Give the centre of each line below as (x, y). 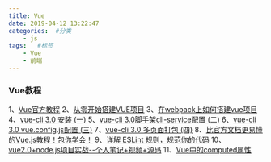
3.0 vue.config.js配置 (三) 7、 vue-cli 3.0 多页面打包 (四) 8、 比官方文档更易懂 (135, 130)
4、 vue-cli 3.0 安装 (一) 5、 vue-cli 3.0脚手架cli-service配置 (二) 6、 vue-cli (132, 120)
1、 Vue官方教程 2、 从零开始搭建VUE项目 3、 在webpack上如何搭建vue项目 (133, 110)
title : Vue (27, 16)
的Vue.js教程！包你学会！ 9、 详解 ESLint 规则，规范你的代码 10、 (117, 140)
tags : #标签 (31, 46)
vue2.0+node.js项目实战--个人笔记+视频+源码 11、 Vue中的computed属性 (130, 150)
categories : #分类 (40, 31)
